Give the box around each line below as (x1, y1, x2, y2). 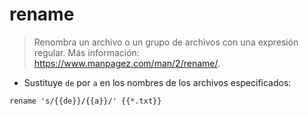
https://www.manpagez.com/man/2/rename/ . (33, 57, 221, 69)
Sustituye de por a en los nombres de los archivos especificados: (23, 76, 292, 88)
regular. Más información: (33, 46, 140, 58)
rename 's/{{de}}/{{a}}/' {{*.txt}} (9, 96, 162, 106)
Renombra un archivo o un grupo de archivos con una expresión (33, 36, 299, 48)
